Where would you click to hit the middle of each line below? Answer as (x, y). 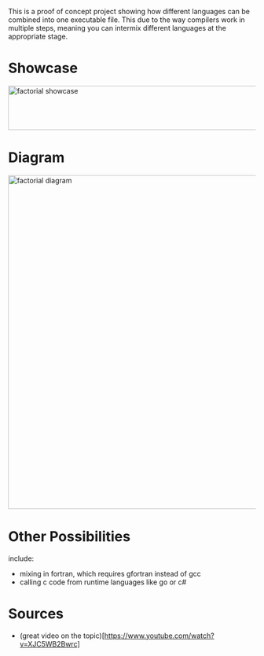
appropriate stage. (38, 36)
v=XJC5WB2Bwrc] (49, 643)
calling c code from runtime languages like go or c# (103, 582)
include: (21, 558)
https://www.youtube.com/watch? (159, 636)
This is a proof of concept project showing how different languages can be (129, 11)
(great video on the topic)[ (62, 636)
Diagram (37, 158)
